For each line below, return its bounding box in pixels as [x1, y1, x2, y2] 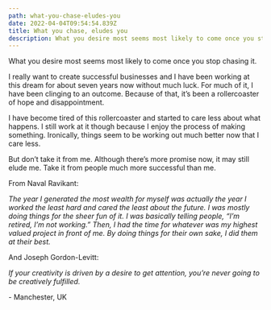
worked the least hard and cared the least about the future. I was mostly [8, 203, 250, 213]
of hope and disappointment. [8, 97, 105, 107]
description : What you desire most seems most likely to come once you [8, 34, 254, 43]
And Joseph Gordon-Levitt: [8, 253, 99, 262]
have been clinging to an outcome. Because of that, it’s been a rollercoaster [8, 89, 260, 99]
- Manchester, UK [8, 292, 67, 302]
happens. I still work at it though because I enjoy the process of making [8, 122, 246, 131]
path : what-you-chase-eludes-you [8, 11, 121, 20]
